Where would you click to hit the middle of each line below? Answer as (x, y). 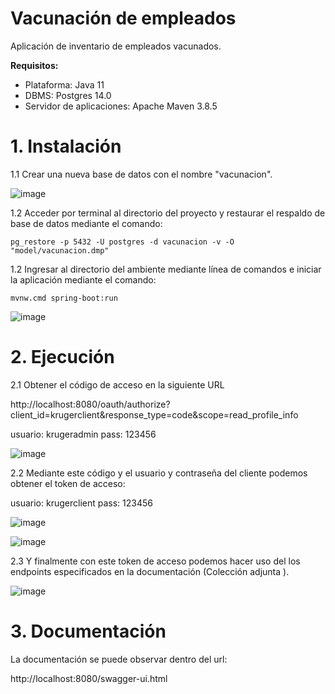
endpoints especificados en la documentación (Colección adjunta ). (150, 571)
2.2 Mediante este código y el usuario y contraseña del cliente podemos (159, 473)
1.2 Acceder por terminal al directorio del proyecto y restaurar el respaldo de (168, 213)
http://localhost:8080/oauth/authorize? (90, 404)
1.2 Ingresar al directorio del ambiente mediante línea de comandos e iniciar (166, 269)
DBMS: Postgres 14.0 (68, 95)
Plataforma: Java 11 (64, 84)
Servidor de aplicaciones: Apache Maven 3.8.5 (121, 106)
